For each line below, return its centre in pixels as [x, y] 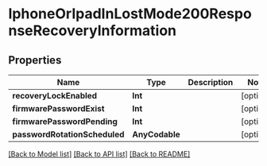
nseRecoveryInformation [93, 31]
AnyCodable [156, 134]
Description [211, 82]
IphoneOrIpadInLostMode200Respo [130, 14]
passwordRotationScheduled [68, 134]
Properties [35, 60]
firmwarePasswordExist [58, 108]
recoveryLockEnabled [55, 96]
